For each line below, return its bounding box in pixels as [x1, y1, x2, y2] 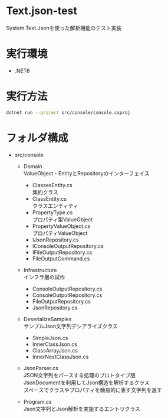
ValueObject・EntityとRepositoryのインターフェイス [23, 169, 150, 177]
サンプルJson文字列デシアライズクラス [23, 322, 118, 329]
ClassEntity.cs [32, 195, 67, 202]
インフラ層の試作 [23, 273, 65, 280]
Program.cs [23, 398, 52, 405]
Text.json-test [6, 4, 78, 18]
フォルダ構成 [6, 131, 69, 145]
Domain [23, 162, 42, 169]
